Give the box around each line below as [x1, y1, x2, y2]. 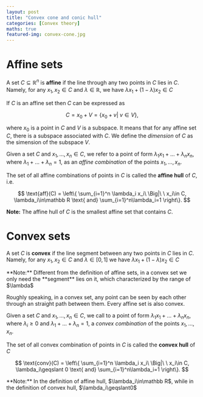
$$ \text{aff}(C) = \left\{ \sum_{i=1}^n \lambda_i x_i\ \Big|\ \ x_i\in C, [17, 190, 187, 197]
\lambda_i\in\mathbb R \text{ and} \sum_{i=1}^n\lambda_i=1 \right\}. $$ [13, 196, 191, 204]
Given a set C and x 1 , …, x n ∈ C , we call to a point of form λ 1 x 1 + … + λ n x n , [6, 312, 191, 321]
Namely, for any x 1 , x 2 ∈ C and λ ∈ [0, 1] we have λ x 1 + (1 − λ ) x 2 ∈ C [6, 256, 180, 264]
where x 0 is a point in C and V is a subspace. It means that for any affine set [6, 124, 196, 133]
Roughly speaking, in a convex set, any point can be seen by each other [6, 294, 187, 301]
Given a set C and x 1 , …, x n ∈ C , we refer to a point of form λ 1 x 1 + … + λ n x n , [6, 150, 194, 159]
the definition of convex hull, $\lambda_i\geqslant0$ [6, 384, 137, 391]
